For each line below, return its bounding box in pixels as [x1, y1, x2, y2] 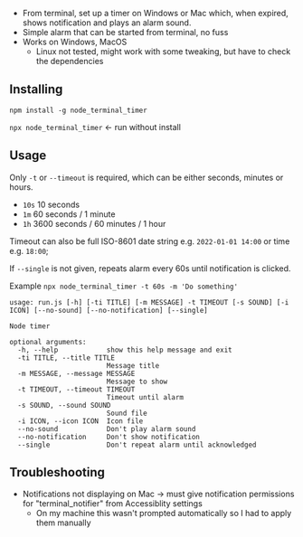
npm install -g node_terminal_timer [9, 106, 147, 115]
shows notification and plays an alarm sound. [22, 17, 192, 28]
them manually [35, 517, 92, 528]
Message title [106, 361, 160, 370]
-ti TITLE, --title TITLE [17, 353, 116, 363]
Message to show [106, 377, 168, 386]
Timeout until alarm [106, 392, 184, 401]
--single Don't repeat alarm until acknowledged [17, 440, 257, 449]
